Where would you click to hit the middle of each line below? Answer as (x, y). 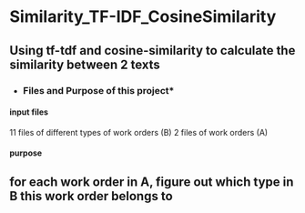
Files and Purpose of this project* (98, 90)
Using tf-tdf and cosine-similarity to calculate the (152, 51)
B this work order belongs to (91, 196)
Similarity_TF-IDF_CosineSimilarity (143, 17)
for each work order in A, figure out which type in (152, 182)
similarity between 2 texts (85, 64)
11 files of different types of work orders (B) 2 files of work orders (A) (139, 132)
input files (29, 112)
